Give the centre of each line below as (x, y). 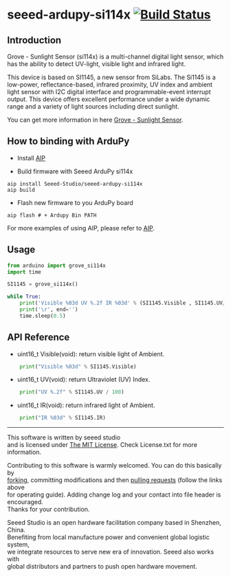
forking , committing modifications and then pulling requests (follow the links (115, 480)
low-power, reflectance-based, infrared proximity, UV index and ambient (110, 85)
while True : (24, 297)
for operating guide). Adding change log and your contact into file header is (114, 494)
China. (16, 530)
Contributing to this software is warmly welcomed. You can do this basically (114, 466)
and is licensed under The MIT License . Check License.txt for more (102, 445)
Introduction (34, 40)
